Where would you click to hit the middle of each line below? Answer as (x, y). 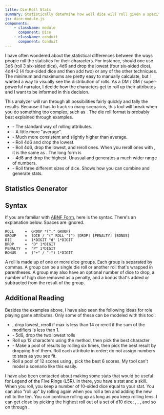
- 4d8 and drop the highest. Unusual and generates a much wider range (84, 158)
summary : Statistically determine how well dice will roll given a (75, 14)
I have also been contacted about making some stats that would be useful (79, 376)
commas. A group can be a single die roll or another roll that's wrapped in (79, 267)
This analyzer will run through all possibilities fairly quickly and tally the (76, 101)
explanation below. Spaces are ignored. (45, 222)
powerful (14, 87)
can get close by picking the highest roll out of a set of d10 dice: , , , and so (81, 402)
